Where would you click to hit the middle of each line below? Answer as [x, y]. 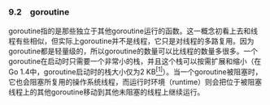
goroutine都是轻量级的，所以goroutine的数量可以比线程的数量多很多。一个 [133, 51]
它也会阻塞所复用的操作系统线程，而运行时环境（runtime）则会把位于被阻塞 [135, 82]
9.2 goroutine [39, 11]
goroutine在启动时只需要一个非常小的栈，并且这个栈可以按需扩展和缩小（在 [135, 61]
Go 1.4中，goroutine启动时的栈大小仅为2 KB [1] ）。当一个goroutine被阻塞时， [135, 71]
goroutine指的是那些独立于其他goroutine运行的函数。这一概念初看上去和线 [133, 31]
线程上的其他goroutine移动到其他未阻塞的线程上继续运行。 [107, 92]
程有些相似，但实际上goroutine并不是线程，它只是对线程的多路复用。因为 [131, 41]
